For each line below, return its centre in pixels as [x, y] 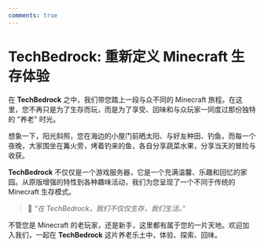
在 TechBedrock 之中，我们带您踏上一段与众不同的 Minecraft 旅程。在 [122, 100]
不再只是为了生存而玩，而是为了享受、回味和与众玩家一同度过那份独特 [142, 109]
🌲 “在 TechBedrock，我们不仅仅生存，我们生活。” [106, 208]
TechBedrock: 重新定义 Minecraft [118, 56]
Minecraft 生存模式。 [42, 191]
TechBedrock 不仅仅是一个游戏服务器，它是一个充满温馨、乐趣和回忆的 [125, 172]
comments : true [33, 15]
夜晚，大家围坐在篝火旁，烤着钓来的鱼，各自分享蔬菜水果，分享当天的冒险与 [132, 145]
